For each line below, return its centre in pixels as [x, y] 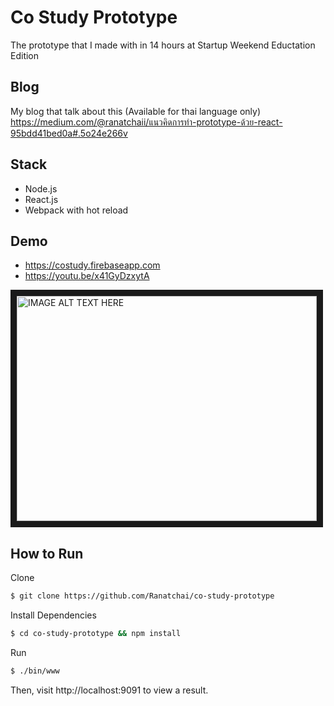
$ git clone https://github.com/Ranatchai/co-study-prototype [142, 596]
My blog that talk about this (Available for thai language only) [135, 111]
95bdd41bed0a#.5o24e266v [69, 133]
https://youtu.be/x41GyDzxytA [87, 276]
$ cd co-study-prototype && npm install [96, 634]
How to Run [47, 553]
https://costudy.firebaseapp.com [92, 265]
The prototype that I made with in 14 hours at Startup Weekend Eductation [163, 45]
